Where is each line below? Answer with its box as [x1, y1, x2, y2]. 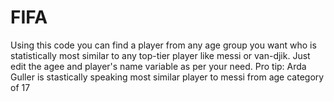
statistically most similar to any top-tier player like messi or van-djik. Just [10, 49, 311, 61]
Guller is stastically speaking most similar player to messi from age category [10, 71, 325, 83]
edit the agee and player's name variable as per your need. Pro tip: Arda [10, 60, 307, 72]
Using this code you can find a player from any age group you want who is [10, 39, 317, 51]
